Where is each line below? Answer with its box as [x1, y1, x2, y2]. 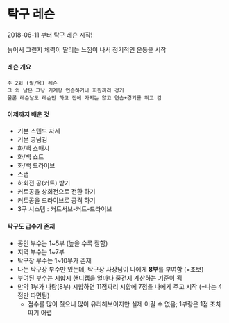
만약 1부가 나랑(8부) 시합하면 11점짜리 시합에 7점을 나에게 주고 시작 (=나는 [17, 282, 217, 290]
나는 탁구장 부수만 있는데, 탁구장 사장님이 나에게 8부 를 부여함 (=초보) [17, 265, 204, 273]
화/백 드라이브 [17, 161, 56, 170]
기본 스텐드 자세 [17, 126, 60, 135]
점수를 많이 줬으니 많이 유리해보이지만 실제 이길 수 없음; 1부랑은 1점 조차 [27, 299, 221, 308]
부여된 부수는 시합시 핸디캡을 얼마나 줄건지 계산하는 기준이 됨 [17, 274, 183, 282]
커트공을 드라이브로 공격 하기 [17, 196, 96, 205]
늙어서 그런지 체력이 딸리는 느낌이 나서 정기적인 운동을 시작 [7, 45, 167, 53]
